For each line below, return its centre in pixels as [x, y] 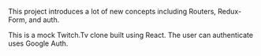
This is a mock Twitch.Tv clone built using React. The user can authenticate [131, 35]
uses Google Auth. [38, 43]
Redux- [230, 11]
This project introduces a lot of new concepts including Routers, [112, 11]
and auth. [44, 20]
